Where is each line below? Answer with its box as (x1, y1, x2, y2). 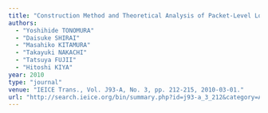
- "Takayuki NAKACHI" (15, 49, 88, 56)
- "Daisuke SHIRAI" (15, 33, 81, 42)
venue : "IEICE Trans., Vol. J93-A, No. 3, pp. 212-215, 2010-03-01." (8, 85, 245, 94)
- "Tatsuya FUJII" (15, 56, 77, 64)
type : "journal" (8, 78, 62, 86)
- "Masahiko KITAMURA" (15, 41, 91, 49)
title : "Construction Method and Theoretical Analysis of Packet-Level (8, 11, 251, 20)
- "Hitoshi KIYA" (15, 64, 73, 72)
